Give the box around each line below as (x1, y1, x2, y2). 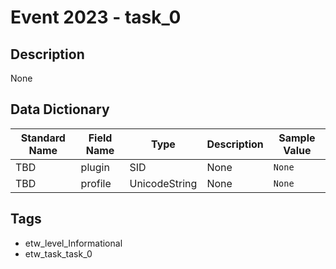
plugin (80, 160, 110, 174)
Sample (278, 131, 316, 145)
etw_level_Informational (24, 237, 123, 249)
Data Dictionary (10, 101, 110, 118)
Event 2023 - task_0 (10, 6, 182, 29)
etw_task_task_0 (24, 247, 93, 260)
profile (80, 176, 112, 190)
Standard (20, 131, 66, 145)
